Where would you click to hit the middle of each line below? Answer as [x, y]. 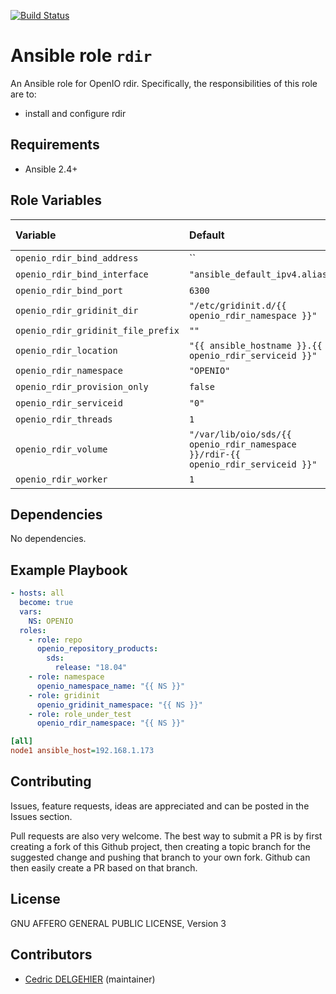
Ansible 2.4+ [51, 169]
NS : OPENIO [51, 621]
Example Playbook [69, 570]
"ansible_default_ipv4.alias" [260, 274]
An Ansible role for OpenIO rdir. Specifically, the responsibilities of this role [164, 83]
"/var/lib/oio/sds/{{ [240, 434]
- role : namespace [66, 677]
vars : [31, 611]
